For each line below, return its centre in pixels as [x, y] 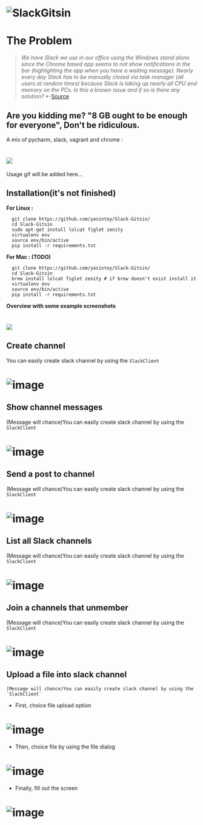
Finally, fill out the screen [46, 788]
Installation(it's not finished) [61, 193]
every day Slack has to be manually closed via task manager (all [102, 77]
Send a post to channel [51, 474]
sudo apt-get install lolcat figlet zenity [67, 230]
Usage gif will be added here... [45, 174]
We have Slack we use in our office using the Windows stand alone [105, 58]
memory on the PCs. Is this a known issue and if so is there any [101, 90]
